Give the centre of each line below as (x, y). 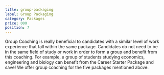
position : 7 (17, 28)
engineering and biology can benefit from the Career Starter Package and (80, 62)
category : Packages (25, 19)
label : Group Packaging (29, 14)
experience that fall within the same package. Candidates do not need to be (82, 47)
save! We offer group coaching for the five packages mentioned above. (77, 67)
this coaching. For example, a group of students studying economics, (75, 57)
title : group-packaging (29, 9)
